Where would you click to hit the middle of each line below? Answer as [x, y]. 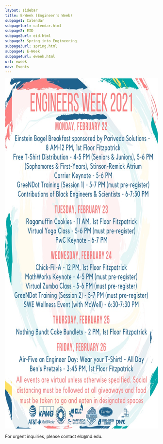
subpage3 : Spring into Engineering [41, 41]
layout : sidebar [21, 10]
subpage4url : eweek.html [30, 56]
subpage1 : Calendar [25, 20]
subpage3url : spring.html [31, 46]
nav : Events [17, 67]
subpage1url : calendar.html [33, 26]
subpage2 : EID [19, 31]
